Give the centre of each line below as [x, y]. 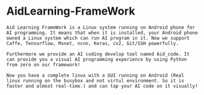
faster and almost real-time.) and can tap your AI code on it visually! [102, 86]
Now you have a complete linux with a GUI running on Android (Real [95, 75]
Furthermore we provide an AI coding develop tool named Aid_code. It [98, 54]
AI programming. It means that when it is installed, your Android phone [102, 33]
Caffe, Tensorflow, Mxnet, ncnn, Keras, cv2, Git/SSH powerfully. [93, 43]
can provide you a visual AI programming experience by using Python [97, 59]
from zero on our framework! [43, 65]
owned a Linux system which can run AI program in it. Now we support [98, 38]
